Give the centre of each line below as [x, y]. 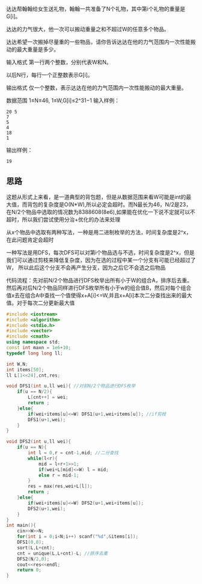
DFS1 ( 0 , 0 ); [31, 543]
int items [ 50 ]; [25, 370]
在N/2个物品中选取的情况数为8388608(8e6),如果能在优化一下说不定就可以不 [101, 211]
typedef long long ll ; [35, 353]
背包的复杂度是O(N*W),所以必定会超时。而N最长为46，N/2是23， [109, 204]
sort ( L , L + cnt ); [36, 548]
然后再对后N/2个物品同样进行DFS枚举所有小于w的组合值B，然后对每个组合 [99, 288]
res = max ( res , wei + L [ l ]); [60, 486]
